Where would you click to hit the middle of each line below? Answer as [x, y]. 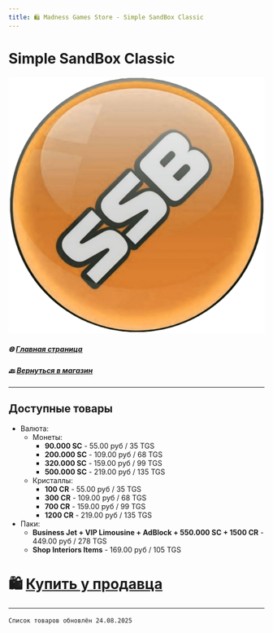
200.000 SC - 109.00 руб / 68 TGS [104, 454]
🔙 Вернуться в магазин [51, 370]
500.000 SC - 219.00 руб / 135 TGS [105, 472]
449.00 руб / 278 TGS [69, 541]
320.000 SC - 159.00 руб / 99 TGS [103, 463]
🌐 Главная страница [45, 349]
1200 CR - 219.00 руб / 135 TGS [98, 515]
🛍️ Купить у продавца [86, 584]
